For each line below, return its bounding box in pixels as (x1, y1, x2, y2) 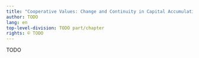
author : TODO (6, 14, 38, 20)
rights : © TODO (6, 30, 44, 36)
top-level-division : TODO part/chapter (6, 25, 105, 31)
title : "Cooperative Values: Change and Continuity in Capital (6, 8, 166, 15)
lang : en (6, 19, 28, 25)
